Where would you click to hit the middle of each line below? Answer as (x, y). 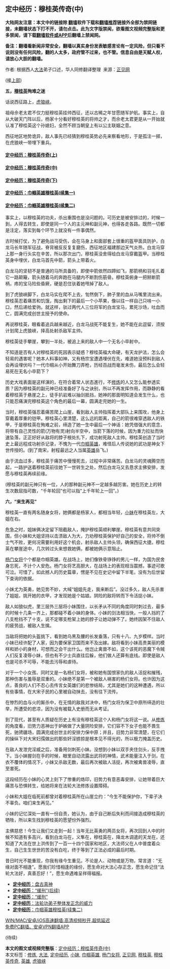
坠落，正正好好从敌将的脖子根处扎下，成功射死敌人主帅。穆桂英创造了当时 (87, 437)
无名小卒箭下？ (34, 371)
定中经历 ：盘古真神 (33, 884)
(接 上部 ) (14, 80)
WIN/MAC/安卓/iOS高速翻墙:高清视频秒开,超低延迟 (58, 920)
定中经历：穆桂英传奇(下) (31, 180)
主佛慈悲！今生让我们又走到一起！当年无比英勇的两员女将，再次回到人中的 (83, 831)
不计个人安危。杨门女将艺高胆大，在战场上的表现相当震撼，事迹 (89, 566)
